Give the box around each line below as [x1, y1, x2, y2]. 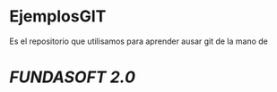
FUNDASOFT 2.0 [9, 67, 136, 88]
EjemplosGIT [9, 6, 107, 27]
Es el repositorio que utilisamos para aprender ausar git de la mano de [9, 36, 269, 46]
